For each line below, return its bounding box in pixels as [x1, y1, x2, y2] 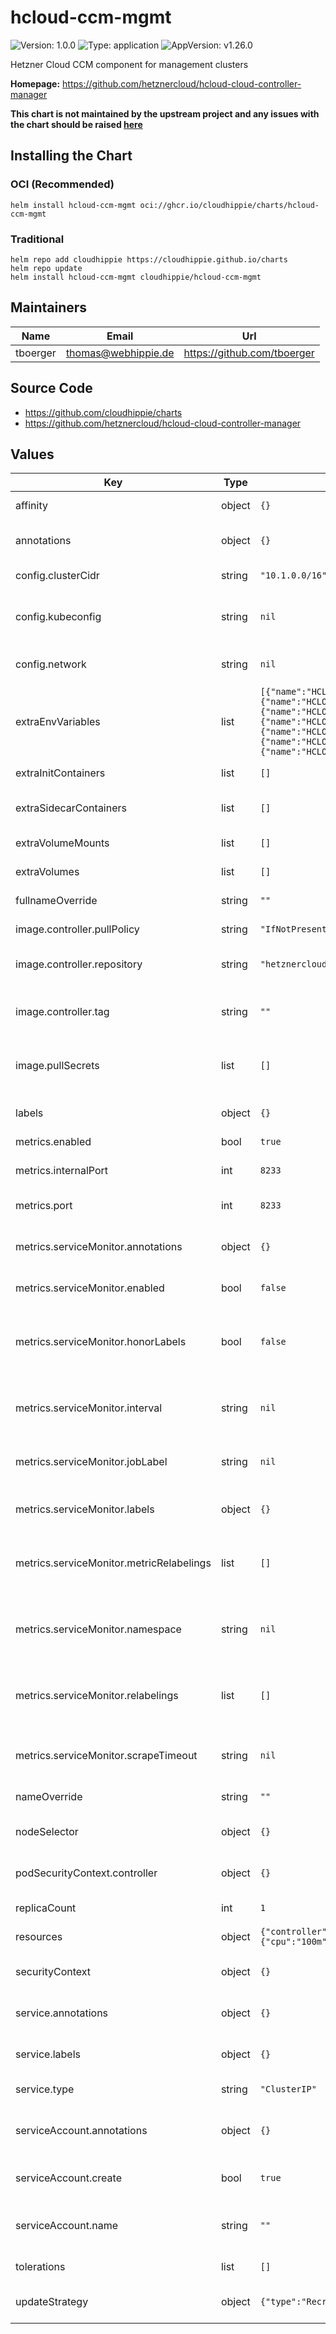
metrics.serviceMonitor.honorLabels [15, 1335, 187, 1349]
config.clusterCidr [15, 569, 100, 583]
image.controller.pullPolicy [15, 922, 140, 936]
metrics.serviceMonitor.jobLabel [15, 1455, 168, 1469]
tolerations [15, 2260, 66, 2274]
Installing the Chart [10, 147, 133, 165]
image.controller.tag [15, 1005, 110, 1019]
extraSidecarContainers [15, 801, 127, 815]
